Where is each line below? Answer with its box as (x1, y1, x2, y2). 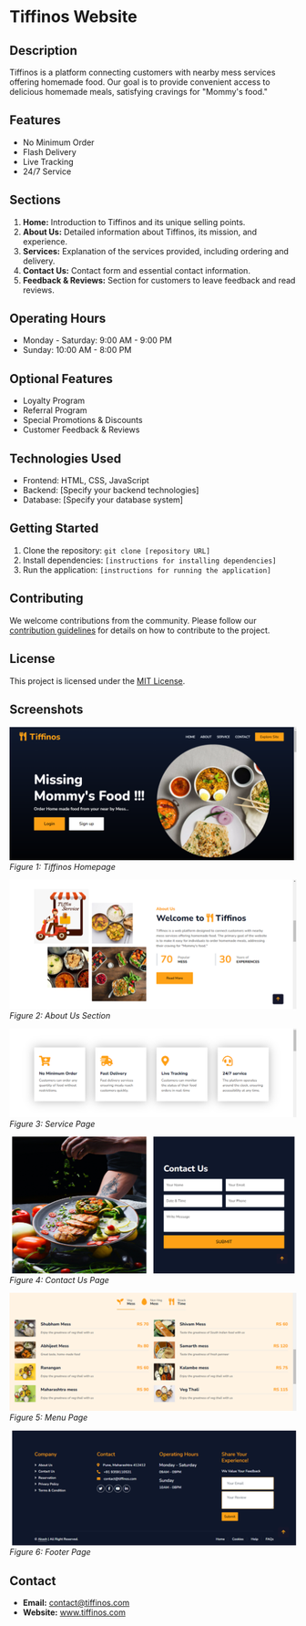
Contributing (9, 591, 84, 606)
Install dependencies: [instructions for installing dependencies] (22, 554, 277, 565)
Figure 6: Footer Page (9, 1547, 91, 1558)
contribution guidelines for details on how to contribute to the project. (9, 625, 270, 636)
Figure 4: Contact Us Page (9, 1274, 109, 1285)
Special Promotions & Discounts (22, 415, 143, 426)
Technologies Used (9, 451, 121, 466)
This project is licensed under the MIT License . (9, 675, 186, 686)
